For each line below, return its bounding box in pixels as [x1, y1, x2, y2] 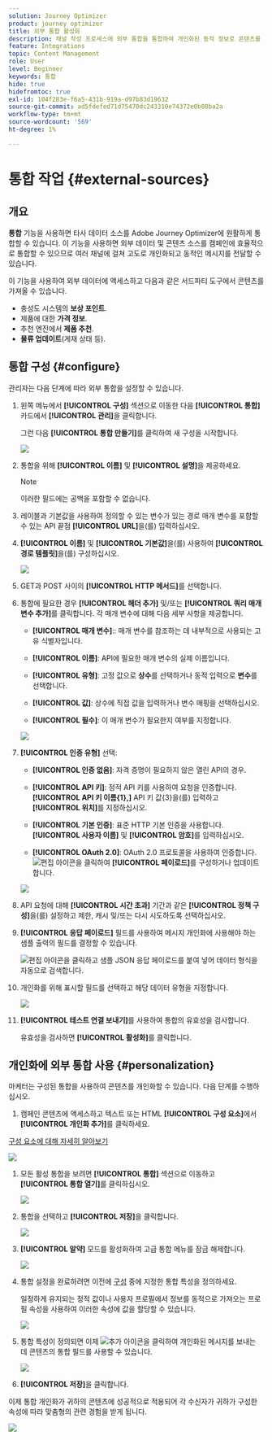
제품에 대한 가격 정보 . [19, 313, 88, 323]
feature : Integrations [8, 42, 85, 50]
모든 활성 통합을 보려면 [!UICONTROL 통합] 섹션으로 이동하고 [19, 1169, 215, 1179]
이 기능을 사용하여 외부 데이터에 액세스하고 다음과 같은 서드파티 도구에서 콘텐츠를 [8, 276, 265, 286]
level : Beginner [8, 65, 63, 73]
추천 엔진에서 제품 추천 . [19, 323, 94, 334]
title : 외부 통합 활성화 [8, 27, 81, 35]
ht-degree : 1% [8, 125, 57, 133]
